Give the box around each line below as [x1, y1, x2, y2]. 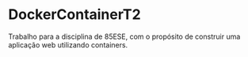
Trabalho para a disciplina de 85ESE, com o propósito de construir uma [8, 32, 241, 41]
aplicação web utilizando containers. [8, 40, 128, 49]
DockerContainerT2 [8, 6, 141, 24]
